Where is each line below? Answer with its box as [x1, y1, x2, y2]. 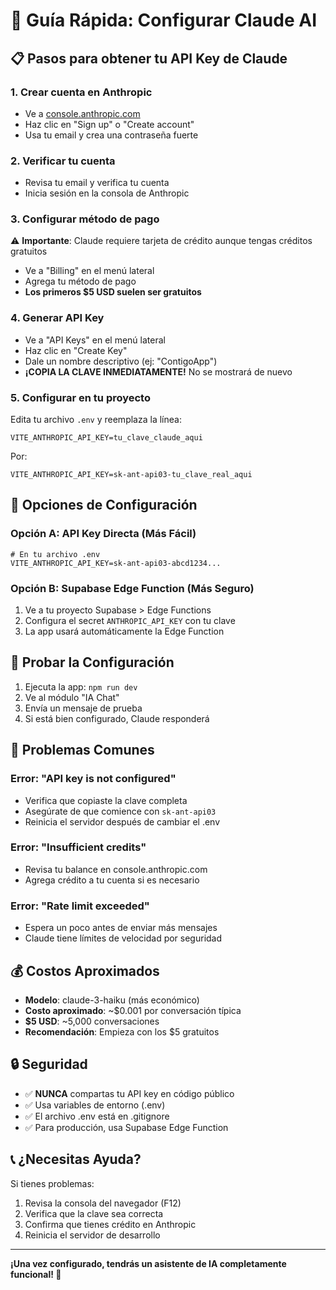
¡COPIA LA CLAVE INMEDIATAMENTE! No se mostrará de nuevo [24, 365, 293, 378]
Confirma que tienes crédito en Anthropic [24, 1218, 197, 1230]
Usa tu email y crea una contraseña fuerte [24, 129, 199, 141]
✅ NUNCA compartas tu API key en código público [24, 1087, 235, 1099]
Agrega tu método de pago [24, 275, 137, 288]
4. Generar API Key [10, 311, 105, 325]
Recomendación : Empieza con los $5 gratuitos [24, 1025, 220, 1038]
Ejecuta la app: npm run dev [24, 680, 138, 693]
